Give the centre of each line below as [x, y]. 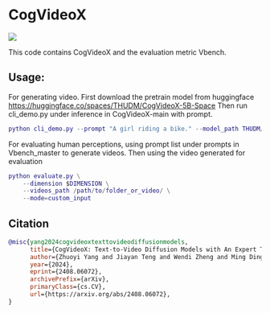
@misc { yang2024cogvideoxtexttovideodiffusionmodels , [98, 242]
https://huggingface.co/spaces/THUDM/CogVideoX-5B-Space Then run [128, 105]
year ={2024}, [51, 264]
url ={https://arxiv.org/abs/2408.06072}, [100, 294]
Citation [29, 223]
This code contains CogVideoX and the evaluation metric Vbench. [117, 52]
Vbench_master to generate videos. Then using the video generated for [127, 152]
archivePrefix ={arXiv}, [70, 279]
